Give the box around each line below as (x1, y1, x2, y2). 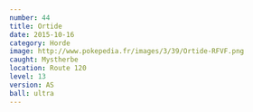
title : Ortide (9, 22, 63, 31)
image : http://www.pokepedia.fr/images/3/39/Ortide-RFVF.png (9, 47, 245, 56)
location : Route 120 (9, 64, 88, 73)
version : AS (9, 80, 54, 89)
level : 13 (9, 72, 47, 81)
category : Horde (9, 38, 70, 48)
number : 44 (9, 13, 51, 23)
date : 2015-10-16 (9, 30, 75, 39)
